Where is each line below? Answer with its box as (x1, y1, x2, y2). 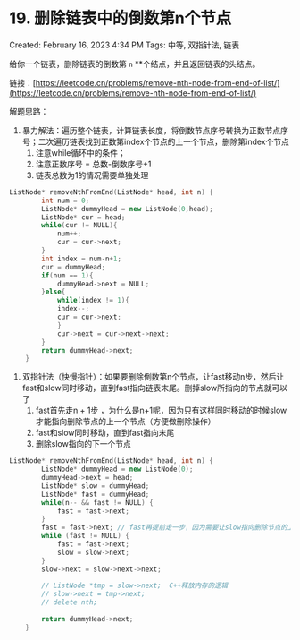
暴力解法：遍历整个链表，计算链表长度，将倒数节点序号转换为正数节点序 (21, 124, 288, 135)
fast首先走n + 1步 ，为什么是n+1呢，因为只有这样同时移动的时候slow (35, 405, 287, 416)
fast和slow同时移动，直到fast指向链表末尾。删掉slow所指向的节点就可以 (21, 382, 288, 394)
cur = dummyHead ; (41, 262, 105, 271)
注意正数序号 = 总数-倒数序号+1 (35, 158, 152, 169)
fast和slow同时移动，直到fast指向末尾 (35, 427, 175, 439)
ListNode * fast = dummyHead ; (41, 490, 150, 499)
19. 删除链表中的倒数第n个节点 (9, 8, 232, 29)
